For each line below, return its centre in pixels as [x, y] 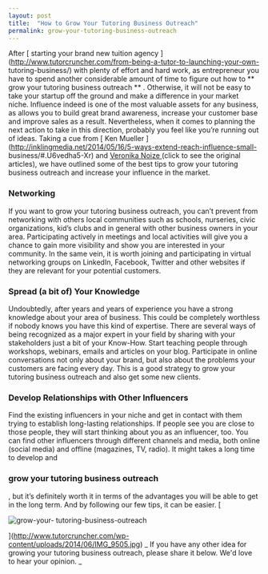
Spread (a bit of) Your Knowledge [74, 291]
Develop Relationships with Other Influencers [98, 398]
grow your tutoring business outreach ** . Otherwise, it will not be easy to [130, 87]
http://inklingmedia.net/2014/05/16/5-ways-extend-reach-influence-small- [134, 147]
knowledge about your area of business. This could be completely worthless [134, 317]
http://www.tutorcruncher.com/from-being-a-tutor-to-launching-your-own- [135, 62]
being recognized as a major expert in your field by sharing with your [122, 334]
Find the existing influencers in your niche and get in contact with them [125, 415]
